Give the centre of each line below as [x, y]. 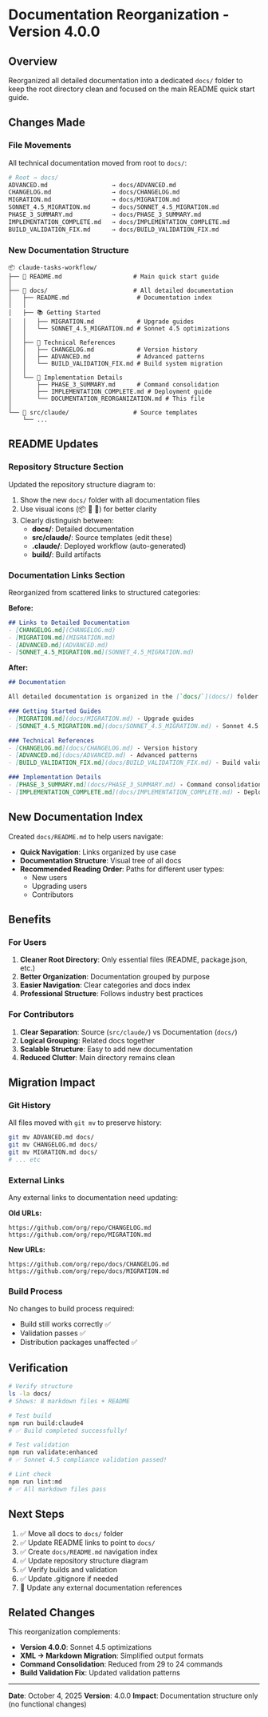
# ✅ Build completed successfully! [68, 1431]
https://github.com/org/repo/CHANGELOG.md [80, 1228]
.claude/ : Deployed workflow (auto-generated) [109, 546]
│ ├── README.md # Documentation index [110, 298]
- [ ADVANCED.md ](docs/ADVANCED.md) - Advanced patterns [103, 755]
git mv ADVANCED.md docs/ [51, 1138]
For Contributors [41, 1015]
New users [49, 877]
